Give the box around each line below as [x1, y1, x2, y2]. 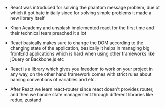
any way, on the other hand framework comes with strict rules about [10, 71, 152, 77]
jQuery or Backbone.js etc [10, 56, 64, 62]
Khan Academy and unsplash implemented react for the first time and [10, 25, 154, 31]
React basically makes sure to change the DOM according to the [10, 40, 144, 46]
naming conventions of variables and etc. [10, 77, 96, 82]
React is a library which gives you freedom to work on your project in [10, 66, 153, 72]
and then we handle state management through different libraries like [10, 92, 153, 97]
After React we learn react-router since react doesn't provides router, [10, 86, 154, 92]
